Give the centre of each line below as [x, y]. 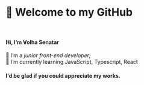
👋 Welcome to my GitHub [69, 12]
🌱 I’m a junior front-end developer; [48, 55]
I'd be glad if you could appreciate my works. [63, 75]
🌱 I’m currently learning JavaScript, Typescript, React [72, 62]
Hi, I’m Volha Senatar [33, 42]
